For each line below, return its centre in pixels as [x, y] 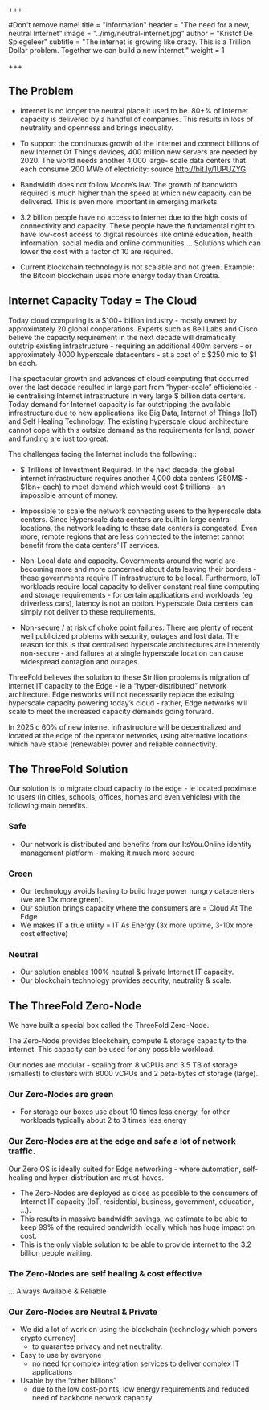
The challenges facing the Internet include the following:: [102, 454]
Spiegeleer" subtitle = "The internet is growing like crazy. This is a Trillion [130, 42]
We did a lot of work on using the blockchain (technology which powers [139, 1330]
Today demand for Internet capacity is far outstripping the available [120, 404]
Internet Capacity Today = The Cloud [103, 301]
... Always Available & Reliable [57, 1291]
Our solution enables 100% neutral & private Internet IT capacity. [127, 972]
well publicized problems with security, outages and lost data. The [129, 635]
